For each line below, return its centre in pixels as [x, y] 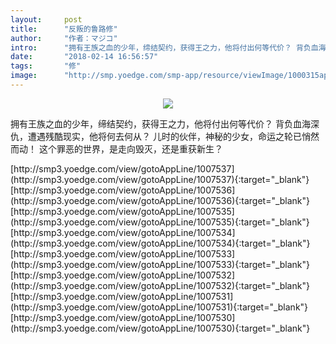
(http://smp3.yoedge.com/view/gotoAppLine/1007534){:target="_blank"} [160, 243]
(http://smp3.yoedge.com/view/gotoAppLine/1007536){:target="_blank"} [160, 200]
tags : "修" [46, 66]
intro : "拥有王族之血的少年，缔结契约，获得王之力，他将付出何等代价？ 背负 [161, 47]
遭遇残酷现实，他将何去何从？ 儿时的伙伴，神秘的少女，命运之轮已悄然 [173, 136]
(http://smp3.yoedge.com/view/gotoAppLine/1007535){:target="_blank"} [160, 222]
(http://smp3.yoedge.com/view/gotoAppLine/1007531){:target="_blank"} [159, 307]
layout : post [46, 19]
